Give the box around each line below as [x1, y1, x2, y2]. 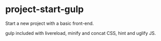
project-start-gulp [5, 4, 84, 15]
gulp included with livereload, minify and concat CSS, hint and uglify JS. [5, 30, 156, 36]
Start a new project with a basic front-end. [5, 20, 94, 26]
